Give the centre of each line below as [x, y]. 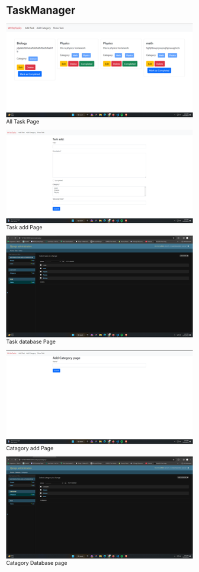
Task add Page [24, 227]
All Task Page [23, 121]
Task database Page [31, 342]
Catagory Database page [37, 563]
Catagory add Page [30, 448]
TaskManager [41, 10]
